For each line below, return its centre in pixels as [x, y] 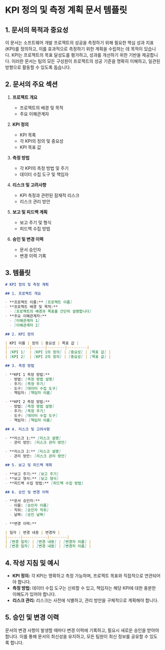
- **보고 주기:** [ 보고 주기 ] [32, 474]
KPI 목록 [28, 135]
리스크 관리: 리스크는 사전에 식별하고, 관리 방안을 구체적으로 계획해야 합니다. [85, 601]
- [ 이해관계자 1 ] [25, 321]
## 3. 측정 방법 [20, 366]
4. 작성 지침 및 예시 [32, 563]
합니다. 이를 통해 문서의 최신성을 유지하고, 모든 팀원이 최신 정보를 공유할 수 [77, 636]
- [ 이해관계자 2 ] [25, 325]
